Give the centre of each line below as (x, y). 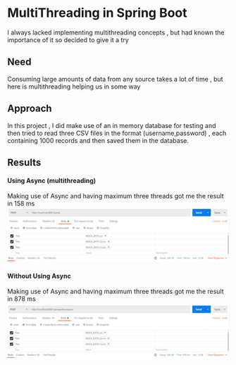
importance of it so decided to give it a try (68, 39)
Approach (30, 109)
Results (24, 162)
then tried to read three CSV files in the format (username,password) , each (117, 133)
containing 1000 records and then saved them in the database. (98, 140)
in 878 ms (22, 299)
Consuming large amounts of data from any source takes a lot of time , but (115, 79)
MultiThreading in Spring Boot (98, 13)
